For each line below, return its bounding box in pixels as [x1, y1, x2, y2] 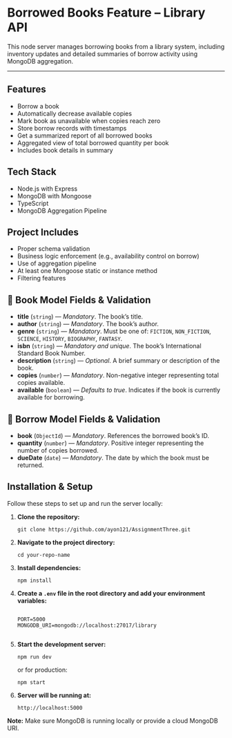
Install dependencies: [17, 563, 81, 571]
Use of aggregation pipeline [17, 259, 97, 267]
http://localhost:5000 [17, 704, 83, 711]
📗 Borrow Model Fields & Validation [7, 413, 161, 425]
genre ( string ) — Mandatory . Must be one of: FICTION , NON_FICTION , [17, 327, 212, 336]
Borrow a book [17, 102, 60, 110]
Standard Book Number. [17, 349, 86, 357]
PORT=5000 [17, 616, 46, 623]
